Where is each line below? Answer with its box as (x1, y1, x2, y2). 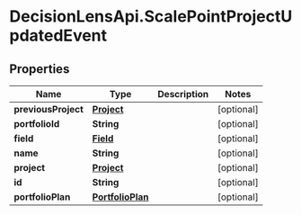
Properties (9, 61, 70, 76)
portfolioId (13, 118, 60, 130)
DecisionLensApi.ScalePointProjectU (9, 6, 293, 27)
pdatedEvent (9, 25, 108, 46)
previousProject (13, 103, 84, 115)
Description (157, 88, 209, 100)
